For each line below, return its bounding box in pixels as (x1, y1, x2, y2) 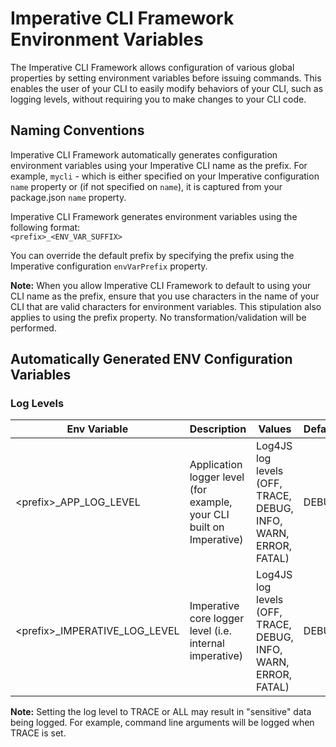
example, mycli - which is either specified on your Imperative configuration (10, 170, 320, 182)
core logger (189, 612, 245, 626)
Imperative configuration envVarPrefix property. (10, 260, 208, 272)
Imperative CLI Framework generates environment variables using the (10, 210, 298, 222)
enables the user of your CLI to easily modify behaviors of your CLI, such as (10, 82, 324, 94)
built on (189, 520, 225, 534)
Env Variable (66, 422, 129, 436)
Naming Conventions (10, 122, 145, 139)
